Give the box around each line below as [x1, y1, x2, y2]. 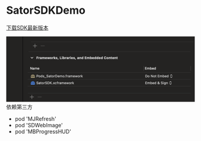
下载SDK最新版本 [6, 24, 49, 31]
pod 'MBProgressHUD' [14, 128, 72, 135]
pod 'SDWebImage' [14, 122, 63, 129]
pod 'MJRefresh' [14, 115, 57, 122]
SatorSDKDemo [6, 4, 86, 17]
